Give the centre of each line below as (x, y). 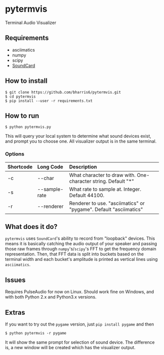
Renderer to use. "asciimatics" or (107, 203)
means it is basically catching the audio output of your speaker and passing (81, 244)
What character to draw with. (102, 175)
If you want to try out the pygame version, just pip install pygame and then (80, 324)
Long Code (50, 167)
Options (15, 154)
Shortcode (20, 167)
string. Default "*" (113, 181)
